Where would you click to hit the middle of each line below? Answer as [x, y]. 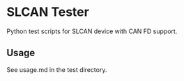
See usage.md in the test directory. [57, 69]
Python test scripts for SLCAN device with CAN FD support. [92, 31]
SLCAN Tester [48, 12]
